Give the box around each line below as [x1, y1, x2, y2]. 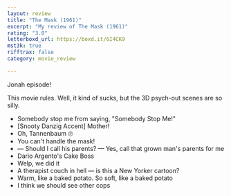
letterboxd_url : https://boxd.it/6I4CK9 [7, 36, 126, 43]
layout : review [7, 10, 51, 17]
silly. [7, 101, 20, 109]
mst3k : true [7, 42, 41, 49]
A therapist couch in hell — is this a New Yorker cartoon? [17, 166, 180, 175]
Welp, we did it [17, 159, 60, 167]
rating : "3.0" [7, 29, 48, 37]
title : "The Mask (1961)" [7, 17, 82, 24]
